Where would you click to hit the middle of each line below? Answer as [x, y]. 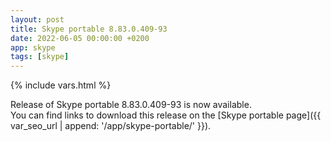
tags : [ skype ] [40, 57]
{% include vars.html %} [61, 85]
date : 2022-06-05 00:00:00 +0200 [80, 38]
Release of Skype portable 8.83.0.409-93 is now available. [131, 105]
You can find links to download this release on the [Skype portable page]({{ [166, 115]
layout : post [37, 19]
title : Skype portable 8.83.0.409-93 [89, 29]
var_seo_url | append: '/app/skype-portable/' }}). [111, 126]
